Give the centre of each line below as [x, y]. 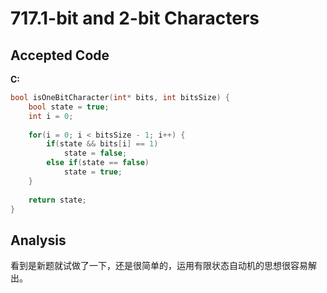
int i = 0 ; [51, 116]
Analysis [38, 240]
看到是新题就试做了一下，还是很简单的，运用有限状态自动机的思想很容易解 [163, 266]
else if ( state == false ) [98, 163]
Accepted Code [60, 55]
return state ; [57, 200]
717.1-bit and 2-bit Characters [135, 18]
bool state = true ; [69, 107]
